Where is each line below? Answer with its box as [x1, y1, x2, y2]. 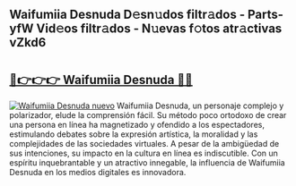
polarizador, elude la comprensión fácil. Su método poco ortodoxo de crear [9, 110, 287, 120]
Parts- [247, 7, 284, 22]
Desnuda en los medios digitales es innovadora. [9, 167, 187, 177]
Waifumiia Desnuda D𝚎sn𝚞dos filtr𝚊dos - [9, 7, 245, 22]
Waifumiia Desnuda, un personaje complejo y [116, 100, 284, 111]
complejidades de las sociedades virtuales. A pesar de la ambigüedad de [9, 139, 280, 148]
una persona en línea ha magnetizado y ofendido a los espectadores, [9, 120, 265, 130]
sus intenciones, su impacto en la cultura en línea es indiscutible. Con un [9, 148, 278, 158]
